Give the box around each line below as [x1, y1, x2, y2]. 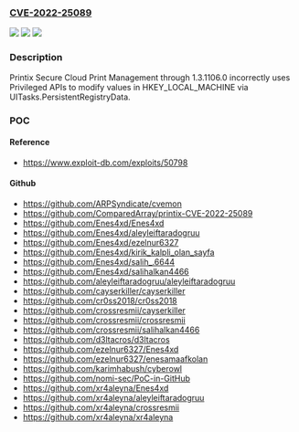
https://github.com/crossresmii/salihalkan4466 [22, 324, 200, 335]
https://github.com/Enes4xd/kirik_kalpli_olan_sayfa [22, 247, 215, 258]
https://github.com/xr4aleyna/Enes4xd [22, 382, 169, 394]
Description [9, 51, 63, 64]
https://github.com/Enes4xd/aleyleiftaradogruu [22, 227, 200, 238]
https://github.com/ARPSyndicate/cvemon [22, 198, 183, 209]
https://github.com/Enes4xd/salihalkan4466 [22, 266, 189, 277]
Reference [9, 137, 50, 148]
